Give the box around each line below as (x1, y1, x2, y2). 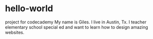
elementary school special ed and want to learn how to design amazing (5, 24, 149, 30)
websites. (5, 29, 24, 35)
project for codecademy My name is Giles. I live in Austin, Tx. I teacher (5, 19, 147, 25)
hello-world (5, 3, 54, 14)
